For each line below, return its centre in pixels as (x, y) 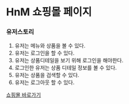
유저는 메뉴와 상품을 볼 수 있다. (50, 46)
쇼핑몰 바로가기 (24, 95)
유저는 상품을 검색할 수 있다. (47, 75)
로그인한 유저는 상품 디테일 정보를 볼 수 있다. (66, 68)
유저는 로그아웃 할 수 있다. (44, 82)
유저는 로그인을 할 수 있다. (44, 53)
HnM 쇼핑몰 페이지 (49, 12)
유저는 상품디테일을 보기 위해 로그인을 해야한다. (69, 61)
